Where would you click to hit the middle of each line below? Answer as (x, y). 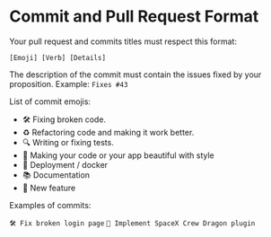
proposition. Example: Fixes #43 (69, 83)
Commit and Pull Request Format (134, 17)
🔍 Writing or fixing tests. (68, 142)
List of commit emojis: (50, 101)
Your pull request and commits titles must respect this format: (123, 41)
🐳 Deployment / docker (65, 164)
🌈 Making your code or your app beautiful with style (118, 155)
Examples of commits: (50, 205)
